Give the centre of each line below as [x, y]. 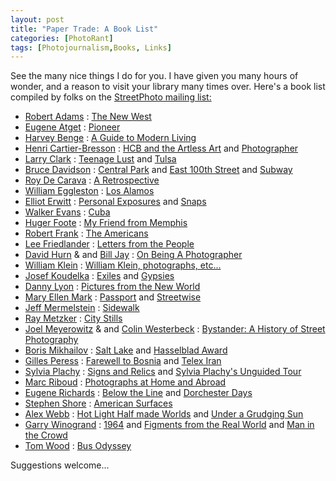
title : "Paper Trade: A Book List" [84, 29]
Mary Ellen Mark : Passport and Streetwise [113, 297]
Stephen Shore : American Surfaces [98, 403]
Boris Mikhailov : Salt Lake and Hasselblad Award [126, 350]
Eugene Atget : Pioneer [72, 127]
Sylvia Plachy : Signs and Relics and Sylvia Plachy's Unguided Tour [163, 372]
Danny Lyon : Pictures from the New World [112, 287]
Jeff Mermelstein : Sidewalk [82, 308]
